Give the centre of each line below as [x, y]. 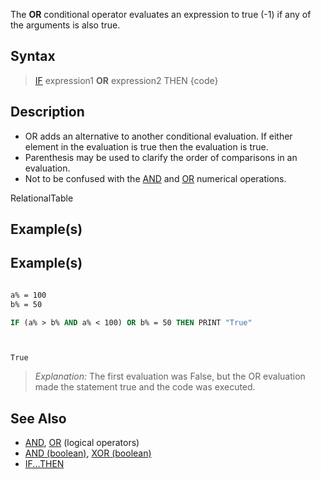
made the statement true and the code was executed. [145, 387]
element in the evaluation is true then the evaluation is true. [146, 146]
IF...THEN [44, 464]
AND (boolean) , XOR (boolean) [88, 453]
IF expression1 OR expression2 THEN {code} [126, 80]
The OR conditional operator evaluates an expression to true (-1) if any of [161, 14]
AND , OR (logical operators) [82, 443]
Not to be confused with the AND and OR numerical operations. [155, 178]
